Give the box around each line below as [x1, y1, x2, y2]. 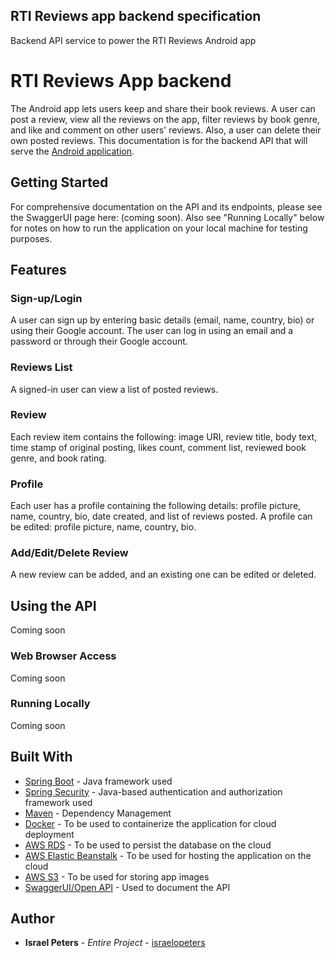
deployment [24, 828, 75, 840]
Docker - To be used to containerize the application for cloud [24, 817, 277, 829]
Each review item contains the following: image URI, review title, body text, [10, 430, 318, 443]
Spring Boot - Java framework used [24, 775, 173, 787]
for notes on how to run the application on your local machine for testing [10, 222, 308, 234]
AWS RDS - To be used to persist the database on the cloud [24, 839, 272, 851]
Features [10, 261, 67, 278]
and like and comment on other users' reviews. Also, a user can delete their [10, 124, 322, 136]
